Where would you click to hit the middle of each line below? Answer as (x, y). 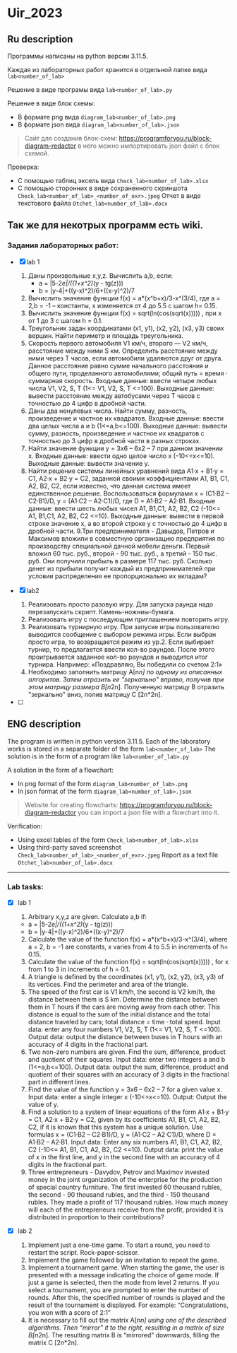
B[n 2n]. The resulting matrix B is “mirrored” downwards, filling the (124, 1335)
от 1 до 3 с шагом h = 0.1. (66, 320)
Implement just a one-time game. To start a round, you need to (119, 1245)
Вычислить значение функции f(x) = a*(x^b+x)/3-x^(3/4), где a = (124, 298)
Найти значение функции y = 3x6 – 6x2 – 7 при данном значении (126, 448)
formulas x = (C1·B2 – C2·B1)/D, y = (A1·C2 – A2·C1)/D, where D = (122, 1134)
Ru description (40, 39)
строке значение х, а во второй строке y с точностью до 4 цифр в (128, 523)
